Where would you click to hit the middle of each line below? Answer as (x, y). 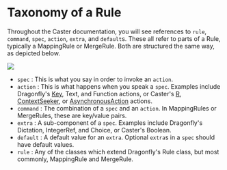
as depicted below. (34, 53)
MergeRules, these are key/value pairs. (72, 115)
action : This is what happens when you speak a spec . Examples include (119, 86)
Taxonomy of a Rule (64, 13)
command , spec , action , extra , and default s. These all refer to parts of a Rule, (114, 38)
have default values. (45, 144)
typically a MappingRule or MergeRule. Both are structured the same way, (111, 46)
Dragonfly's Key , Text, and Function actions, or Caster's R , (99, 94)
